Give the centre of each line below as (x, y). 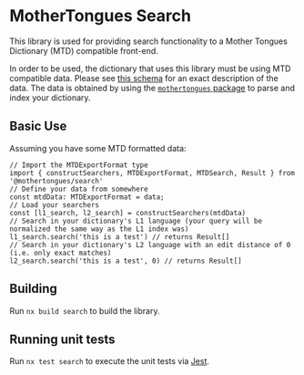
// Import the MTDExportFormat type (79, 165)
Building (33, 289)
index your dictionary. (50, 98)
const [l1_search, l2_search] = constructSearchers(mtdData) (128, 213)
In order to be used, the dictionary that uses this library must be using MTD (150, 68)
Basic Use (38, 126)
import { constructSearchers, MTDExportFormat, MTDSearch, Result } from (152, 173)
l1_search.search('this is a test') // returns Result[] (120, 237)
